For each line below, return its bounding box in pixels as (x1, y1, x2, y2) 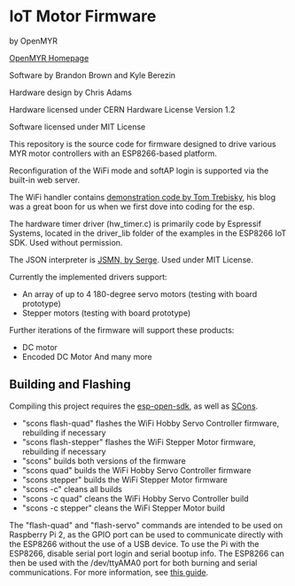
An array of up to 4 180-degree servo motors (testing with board (21, 288, 258, 299)
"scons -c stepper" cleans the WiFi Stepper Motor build (21, 503, 226, 513)
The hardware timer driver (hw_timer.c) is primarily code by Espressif (9, 218, 261, 229)
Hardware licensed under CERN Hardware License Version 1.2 (9, 104, 236, 114)
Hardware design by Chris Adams (9, 87, 133, 98)
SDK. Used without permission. (9, 237, 123, 247)
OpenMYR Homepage (9, 52, 89, 63)
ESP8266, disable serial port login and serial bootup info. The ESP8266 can (9, 548, 285, 559)
